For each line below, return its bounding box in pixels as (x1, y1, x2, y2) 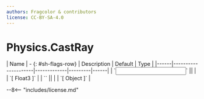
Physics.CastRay (6, 40, 94, 54)
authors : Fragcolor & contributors (6, 8, 97, 15)
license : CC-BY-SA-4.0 (6, 14, 64, 21)
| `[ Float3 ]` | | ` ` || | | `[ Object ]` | (6, 75, 91, 82)
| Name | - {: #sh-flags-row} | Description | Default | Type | (6, 60, 154, 68)
